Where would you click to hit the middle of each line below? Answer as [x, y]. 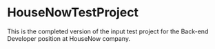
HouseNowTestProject [73, 13]
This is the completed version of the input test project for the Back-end [108, 31]
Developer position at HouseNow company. [69, 38]
